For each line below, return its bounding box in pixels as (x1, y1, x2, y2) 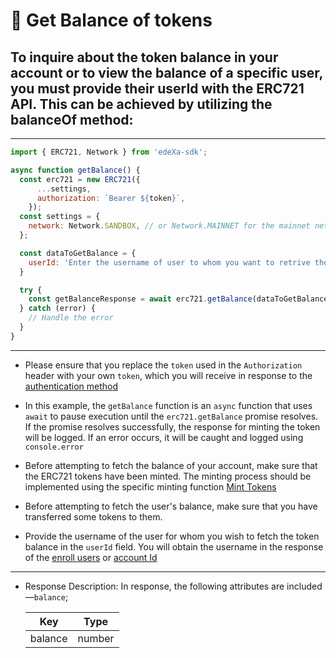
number (77, 631, 115, 645)
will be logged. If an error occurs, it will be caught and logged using (24, 431, 304, 443)
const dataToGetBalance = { (19, 248, 137, 258)
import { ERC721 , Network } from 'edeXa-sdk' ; (10, 147, 208, 157)
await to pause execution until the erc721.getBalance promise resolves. (24, 410, 319, 422)
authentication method (24, 380, 119, 392)
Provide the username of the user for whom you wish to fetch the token (24, 530, 320, 542)
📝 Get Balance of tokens (10, 9, 213, 32)
